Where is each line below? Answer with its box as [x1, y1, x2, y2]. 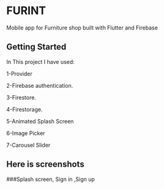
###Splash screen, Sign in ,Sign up [6, 175, 95, 183]
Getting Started [6, 42, 67, 52]
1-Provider [6, 70, 32, 77]
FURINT [6, 4, 47, 18]
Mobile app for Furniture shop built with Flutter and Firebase [6, 24, 158, 31]
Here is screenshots [6, 159, 84, 169]
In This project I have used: [6, 58, 75, 65]
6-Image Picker [6, 129, 45, 137]
